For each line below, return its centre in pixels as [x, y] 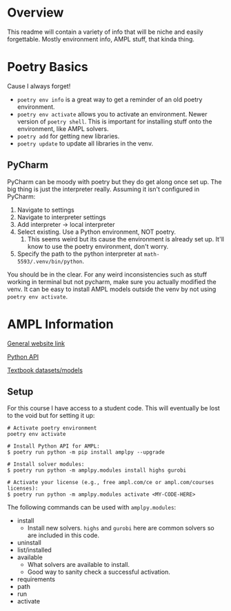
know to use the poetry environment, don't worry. [98, 246]
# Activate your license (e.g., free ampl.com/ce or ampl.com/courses [111, 483]
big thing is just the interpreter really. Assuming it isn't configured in [103, 189]
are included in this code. [63, 535]
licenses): [23, 489]
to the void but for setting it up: [51, 416]
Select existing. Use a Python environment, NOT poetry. [96, 232]
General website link [36, 343]
